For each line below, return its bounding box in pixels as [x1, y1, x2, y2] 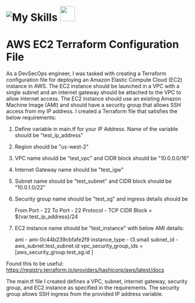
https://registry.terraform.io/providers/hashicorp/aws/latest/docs [6, 266, 164, 273]
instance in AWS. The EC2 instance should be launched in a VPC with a [6, 83, 180, 90]
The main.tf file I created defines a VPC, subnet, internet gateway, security [6, 278, 188, 285]
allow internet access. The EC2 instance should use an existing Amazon [6, 95, 181, 102]
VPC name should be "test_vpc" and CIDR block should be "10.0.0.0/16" [14, 154, 190, 162]
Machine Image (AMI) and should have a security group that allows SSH [6, 101, 181, 109]
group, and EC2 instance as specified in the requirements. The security [6, 284, 180, 291]
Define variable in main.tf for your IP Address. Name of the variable [14, 125, 178, 133]
